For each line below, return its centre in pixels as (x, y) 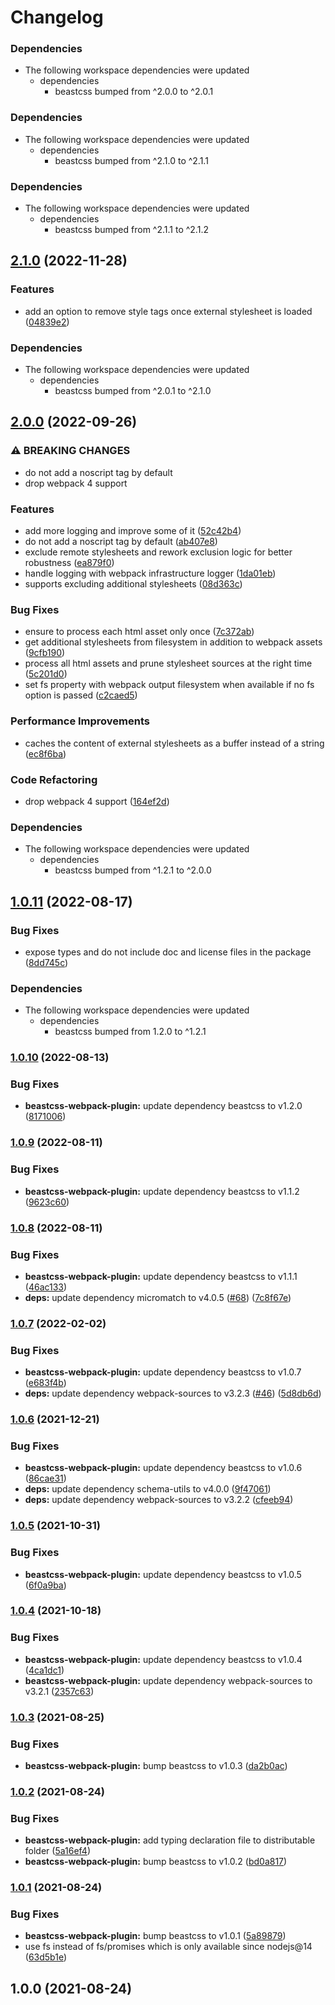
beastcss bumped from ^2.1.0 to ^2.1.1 (131, 160)
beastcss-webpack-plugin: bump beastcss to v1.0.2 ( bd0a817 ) (156, 1862)
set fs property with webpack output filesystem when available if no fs (169, 685)
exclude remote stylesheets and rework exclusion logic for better (158, 552)
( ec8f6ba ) (45, 753)
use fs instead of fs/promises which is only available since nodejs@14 (168, 1947)
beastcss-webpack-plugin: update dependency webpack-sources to (168, 1680)
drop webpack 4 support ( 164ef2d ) (97, 801)
